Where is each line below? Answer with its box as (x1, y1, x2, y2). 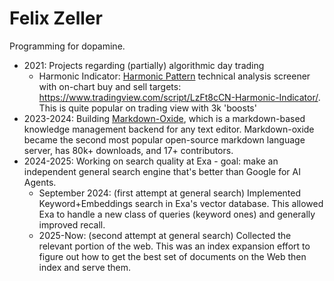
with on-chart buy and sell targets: (38, 80, 182, 92)
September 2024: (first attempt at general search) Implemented (38, 187, 302, 199)
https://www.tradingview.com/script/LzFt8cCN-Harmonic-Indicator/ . (38, 91, 321, 103)
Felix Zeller (9, 7, 103, 30)
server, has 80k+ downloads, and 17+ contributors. (23, 144, 234, 156)
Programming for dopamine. (9, 40, 126, 52)
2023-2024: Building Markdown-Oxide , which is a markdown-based (23, 112, 306, 124)
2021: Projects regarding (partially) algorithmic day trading (23, 59, 265, 71)
